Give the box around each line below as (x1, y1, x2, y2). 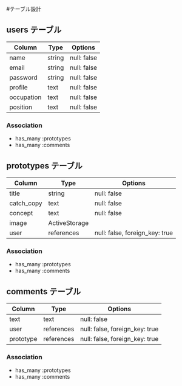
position (9, 103, 32, 111)
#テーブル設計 (6, 5, 42, 12)
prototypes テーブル (6, 160, 83, 171)
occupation (9, 93, 42, 102)
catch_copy (9, 199, 42, 207)
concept (9, 209, 33, 217)
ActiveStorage (48, 218, 89, 227)
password (9, 73, 38, 81)
